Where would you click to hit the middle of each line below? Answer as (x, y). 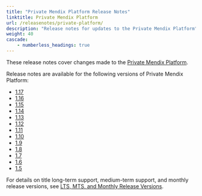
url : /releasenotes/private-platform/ (55, 23)
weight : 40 (20, 34)
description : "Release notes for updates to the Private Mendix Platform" (102, 28)
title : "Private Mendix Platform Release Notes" (68, 12)
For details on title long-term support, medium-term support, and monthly (97, 180)
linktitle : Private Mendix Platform (52, 17)
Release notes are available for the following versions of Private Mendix (95, 74)
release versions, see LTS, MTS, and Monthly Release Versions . (85, 186)
